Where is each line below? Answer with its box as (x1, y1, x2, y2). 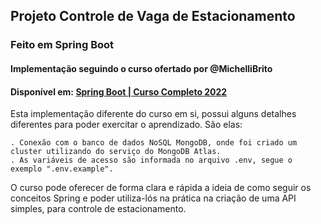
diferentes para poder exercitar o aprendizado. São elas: (10, 119, 243, 131)
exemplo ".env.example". (10, 164, 114, 174)
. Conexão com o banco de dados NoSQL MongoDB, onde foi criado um (10, 138, 298, 148)
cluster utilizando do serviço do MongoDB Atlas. (10, 147, 222, 157)
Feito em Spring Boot (10, 38, 115, 52)
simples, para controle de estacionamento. (10, 203, 187, 215)
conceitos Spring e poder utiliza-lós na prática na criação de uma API (10, 192, 297, 204)
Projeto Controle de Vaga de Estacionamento (10, 8, 296, 25)
